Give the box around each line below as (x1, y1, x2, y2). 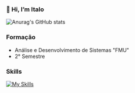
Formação (6, 33, 36, 42)
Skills (6, 67, 22, 75)
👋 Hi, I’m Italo (6, 5, 44, 13)
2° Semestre (14, 53, 45, 60)
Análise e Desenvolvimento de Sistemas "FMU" (14, 46, 129, 53)
